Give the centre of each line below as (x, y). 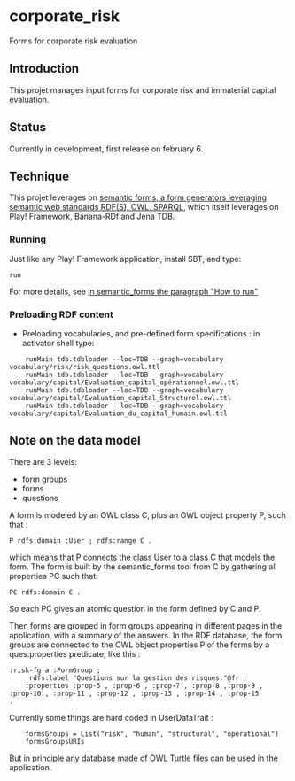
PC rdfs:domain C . (45, 592)
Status (28, 127)
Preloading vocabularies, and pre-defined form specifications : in (141, 333)
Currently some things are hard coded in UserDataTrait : (112, 717)
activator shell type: (58, 343)
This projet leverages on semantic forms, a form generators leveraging (138, 197)
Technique (39, 176)
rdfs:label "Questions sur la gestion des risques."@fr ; (138, 678)
